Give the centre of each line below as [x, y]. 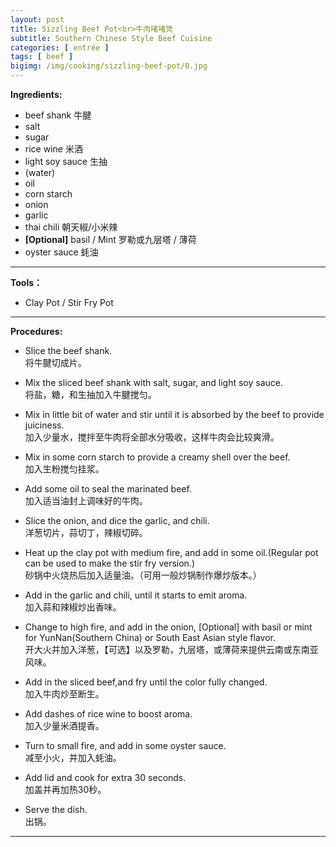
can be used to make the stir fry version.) [109, 563]
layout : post [37, 19]
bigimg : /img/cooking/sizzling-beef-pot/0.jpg [109, 66]
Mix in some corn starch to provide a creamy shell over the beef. [157, 457]
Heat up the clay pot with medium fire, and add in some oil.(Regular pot [171, 552]
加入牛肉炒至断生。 [64, 694]
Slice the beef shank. [68, 350]
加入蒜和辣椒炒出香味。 [73, 607]
